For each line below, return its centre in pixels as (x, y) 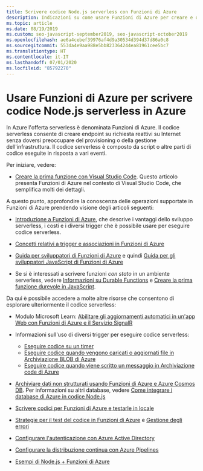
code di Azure (41, 372)
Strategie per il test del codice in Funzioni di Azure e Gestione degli (98, 420)
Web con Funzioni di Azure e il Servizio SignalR (74, 323)
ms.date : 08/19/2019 (32, 29)
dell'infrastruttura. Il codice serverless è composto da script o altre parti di (99, 147)
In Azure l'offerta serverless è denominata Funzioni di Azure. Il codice (93, 128)
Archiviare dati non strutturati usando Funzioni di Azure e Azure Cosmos (105, 384)
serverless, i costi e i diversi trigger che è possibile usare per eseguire (102, 226)
